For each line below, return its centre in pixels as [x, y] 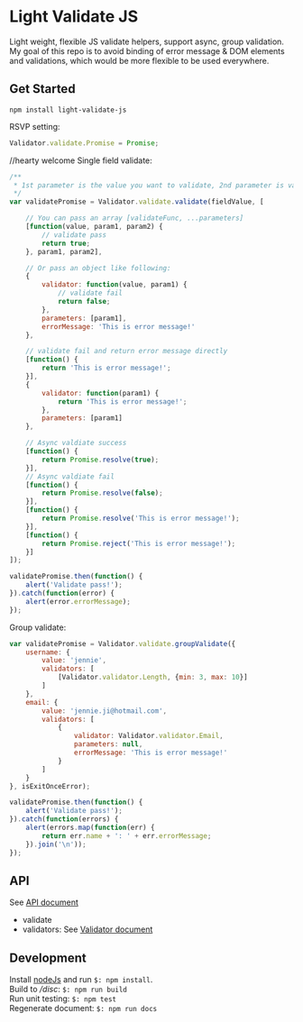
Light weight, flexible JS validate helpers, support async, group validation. [147, 41]
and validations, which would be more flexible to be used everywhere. [139, 60]
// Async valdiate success [76, 443]
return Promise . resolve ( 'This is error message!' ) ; [141, 518]
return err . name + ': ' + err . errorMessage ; [127, 835]
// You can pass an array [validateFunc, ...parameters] [135, 218]
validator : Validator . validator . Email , [148, 736]
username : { [48, 652]
